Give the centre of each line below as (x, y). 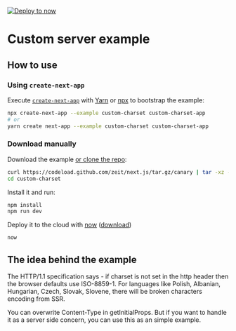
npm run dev (25, 211)
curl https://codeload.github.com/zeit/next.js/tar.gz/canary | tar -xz (116, 172)
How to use (32, 65)
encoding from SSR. (36, 299)
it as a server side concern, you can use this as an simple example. (104, 320)
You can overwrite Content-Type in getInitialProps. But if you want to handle (117, 312)
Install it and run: (32, 192)
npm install (25, 205)
